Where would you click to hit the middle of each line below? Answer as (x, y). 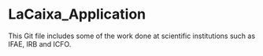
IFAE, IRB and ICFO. (40, 44)
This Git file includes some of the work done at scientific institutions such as (132, 36)
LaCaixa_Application (77, 14)
